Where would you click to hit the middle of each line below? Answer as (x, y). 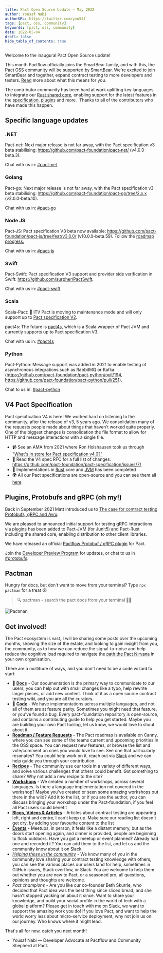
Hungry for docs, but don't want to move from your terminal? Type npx (75, 585)
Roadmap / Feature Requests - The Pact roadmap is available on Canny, (85, 735)
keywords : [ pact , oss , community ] (40, 28)
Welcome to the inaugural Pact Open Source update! (58, 55)
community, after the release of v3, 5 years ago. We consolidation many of (80, 422)
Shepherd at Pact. (30, 946)
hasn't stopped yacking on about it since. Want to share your (73, 895)
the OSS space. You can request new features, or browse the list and (81, 745)
